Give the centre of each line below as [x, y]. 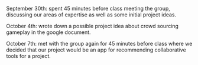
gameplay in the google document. [48, 32]
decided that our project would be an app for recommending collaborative [96, 50]
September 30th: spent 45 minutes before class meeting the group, [88, 8]
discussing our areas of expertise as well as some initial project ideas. [91, 15]
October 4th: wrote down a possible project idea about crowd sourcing [92, 26]
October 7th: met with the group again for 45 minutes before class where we [99, 44]
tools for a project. [29, 56]
